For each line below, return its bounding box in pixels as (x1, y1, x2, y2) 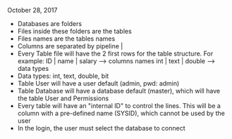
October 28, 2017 (7, 6, 58, 14)
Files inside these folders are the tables (17, 27, 132, 35)
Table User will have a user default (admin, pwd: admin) (17, 79, 180, 87)
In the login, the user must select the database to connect (17, 124, 185, 132)
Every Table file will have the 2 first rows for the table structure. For (17, 49, 214, 58)
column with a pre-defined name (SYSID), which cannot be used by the (17, 109, 226, 117)
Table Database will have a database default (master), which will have (17, 87, 221, 95)
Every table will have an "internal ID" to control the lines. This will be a (17, 102, 221, 110)
